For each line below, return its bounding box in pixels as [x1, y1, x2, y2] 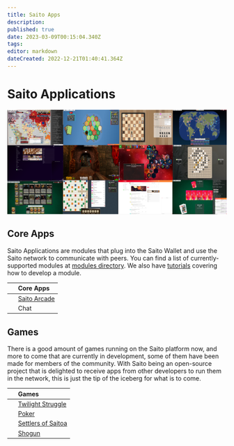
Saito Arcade [17, 294, 56, 302]
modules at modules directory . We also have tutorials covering [38, 261, 218, 270]
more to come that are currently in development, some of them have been [7, 352, 219, 360]
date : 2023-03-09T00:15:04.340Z [7, 33, 101, 40]
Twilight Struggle [17, 399, 67, 408]
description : [7, 18, 45, 26]
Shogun [17, 429, 40, 437]
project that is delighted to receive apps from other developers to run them [7, 367, 221, 376]
